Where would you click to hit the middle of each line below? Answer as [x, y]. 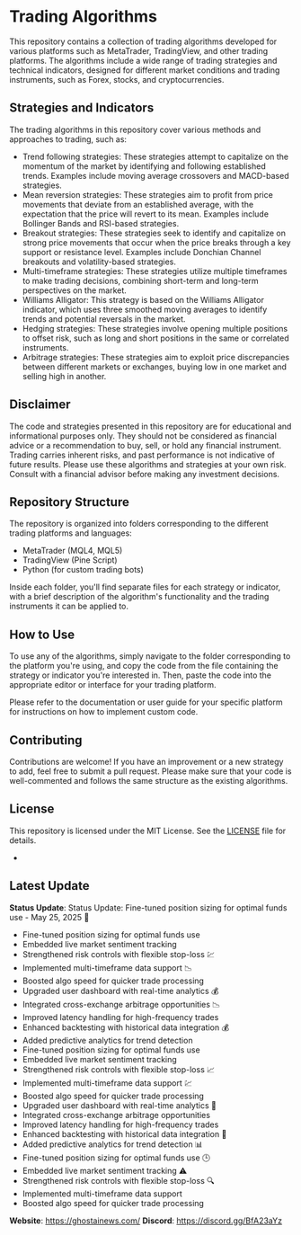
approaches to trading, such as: [68, 139]
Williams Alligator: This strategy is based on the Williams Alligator [143, 299]
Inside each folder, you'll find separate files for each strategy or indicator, [145, 587]
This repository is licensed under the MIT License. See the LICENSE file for [148, 831]
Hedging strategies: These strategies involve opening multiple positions [155, 328]
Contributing [46, 740]
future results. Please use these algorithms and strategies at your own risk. [148, 464]
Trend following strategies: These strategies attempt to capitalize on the [155, 156]
